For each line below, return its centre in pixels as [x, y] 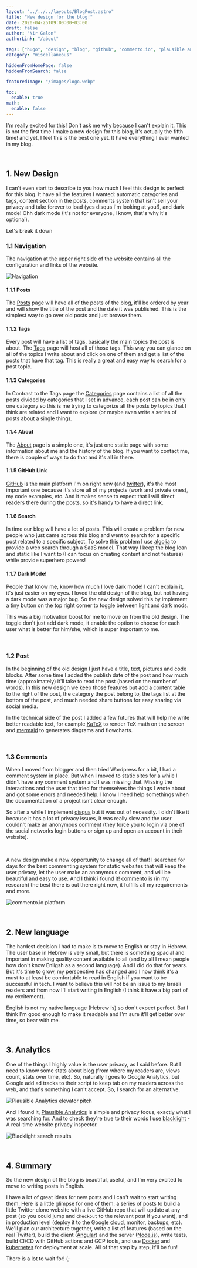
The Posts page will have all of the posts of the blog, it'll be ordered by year [97, 303]
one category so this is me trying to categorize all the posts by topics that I [96, 405]
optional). [18, 219]
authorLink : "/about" [33, 39]
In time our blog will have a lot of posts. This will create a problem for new [95, 529]
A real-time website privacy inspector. [52, 1124]
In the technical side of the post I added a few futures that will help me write [98, 717]
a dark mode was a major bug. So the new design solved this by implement [97, 599]
